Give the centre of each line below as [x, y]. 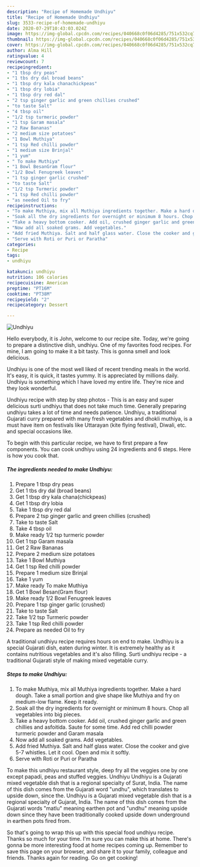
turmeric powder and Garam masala [59, 734]
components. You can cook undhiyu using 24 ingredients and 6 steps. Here [99, 449]
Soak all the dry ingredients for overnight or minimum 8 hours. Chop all [102, 708]
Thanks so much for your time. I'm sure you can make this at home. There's [99, 839]
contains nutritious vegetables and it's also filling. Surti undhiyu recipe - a [97, 654]
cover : [15, 45]
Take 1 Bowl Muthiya [40, 560]
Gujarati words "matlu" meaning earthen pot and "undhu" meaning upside [97, 809]
